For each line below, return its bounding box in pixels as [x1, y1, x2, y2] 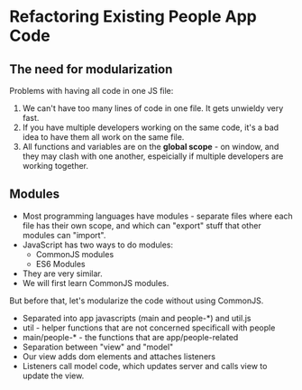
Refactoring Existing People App [9, 6, 257, 27]
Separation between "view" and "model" [22, 341, 174, 352]
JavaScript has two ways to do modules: [22, 239, 174, 250]
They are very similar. [22, 268, 103, 279]
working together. [22, 161, 88, 171]
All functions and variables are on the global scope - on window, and [22, 142, 279, 152]
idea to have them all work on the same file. [22, 132, 185, 142]
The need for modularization [9, 61, 173, 77]
